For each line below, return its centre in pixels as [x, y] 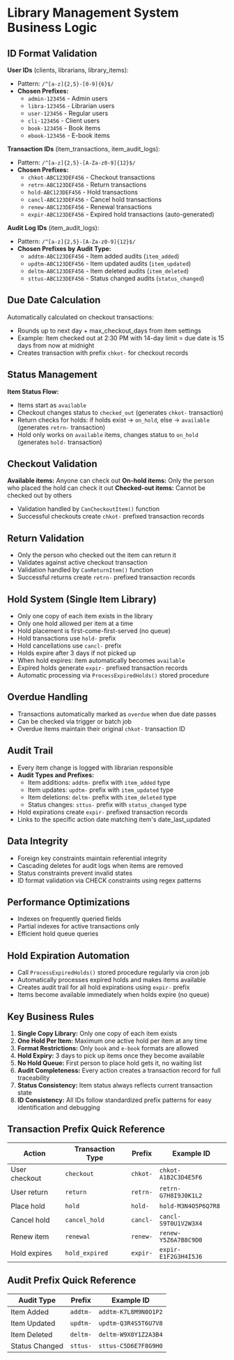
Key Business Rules [51, 1017]
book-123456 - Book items [64, 128]
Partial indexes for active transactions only [78, 926]
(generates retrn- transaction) [61, 427]
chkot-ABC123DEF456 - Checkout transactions [91, 177]
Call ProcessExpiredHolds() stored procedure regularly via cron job [114, 972]
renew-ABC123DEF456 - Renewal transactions [89, 207]
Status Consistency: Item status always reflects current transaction [115, 1085]
